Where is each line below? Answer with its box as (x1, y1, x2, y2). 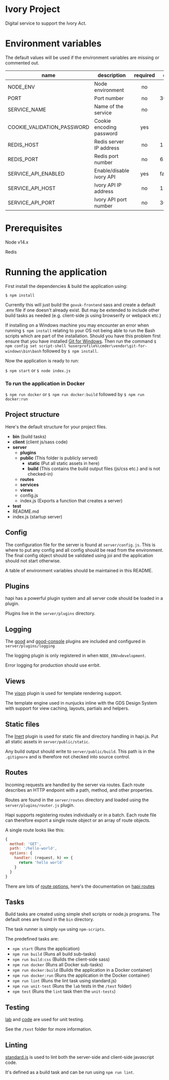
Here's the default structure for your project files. (5, 424, 107, 430)
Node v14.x (5, 239, 29, 245)
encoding (94, 123, 117, 130)
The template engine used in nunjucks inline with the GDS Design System (5, 700, 157, 706)
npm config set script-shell (5, 343, 66, 348)
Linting (5, 1041, 28, 1049)
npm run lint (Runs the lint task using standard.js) (12, 978, 117, 984)
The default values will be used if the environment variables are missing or (5, 54, 159, 60)
